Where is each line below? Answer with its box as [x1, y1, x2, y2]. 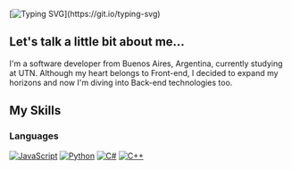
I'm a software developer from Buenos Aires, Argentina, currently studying [9, 58, 283, 69]
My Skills [9, 103, 62, 118]
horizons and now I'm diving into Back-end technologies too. [9, 77, 233, 88]
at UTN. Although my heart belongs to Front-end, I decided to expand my [9, 67, 279, 78]
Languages [9, 130, 60, 142]
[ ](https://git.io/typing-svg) [9, 9, 161, 19]
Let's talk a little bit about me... [9, 34, 185, 49]
